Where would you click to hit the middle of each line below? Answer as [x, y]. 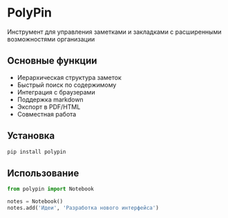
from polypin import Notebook [51, 189]
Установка [31, 136]
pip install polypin [37, 152]
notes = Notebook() [35, 201]
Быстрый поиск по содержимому [67, 85]
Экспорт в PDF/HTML [49, 107]
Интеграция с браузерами [56, 92]
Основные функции [52, 61]
